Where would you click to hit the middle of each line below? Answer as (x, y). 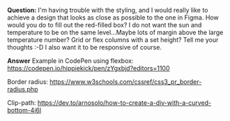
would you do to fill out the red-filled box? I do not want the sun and (105, 25)
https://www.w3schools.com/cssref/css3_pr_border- (126, 82)
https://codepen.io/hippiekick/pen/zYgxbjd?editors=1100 (89, 68)
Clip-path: (22, 103)
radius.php (23, 89)
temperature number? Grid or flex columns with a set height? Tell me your (113, 40)
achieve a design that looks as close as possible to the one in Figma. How (113, 17)
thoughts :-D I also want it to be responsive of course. (85, 47)
